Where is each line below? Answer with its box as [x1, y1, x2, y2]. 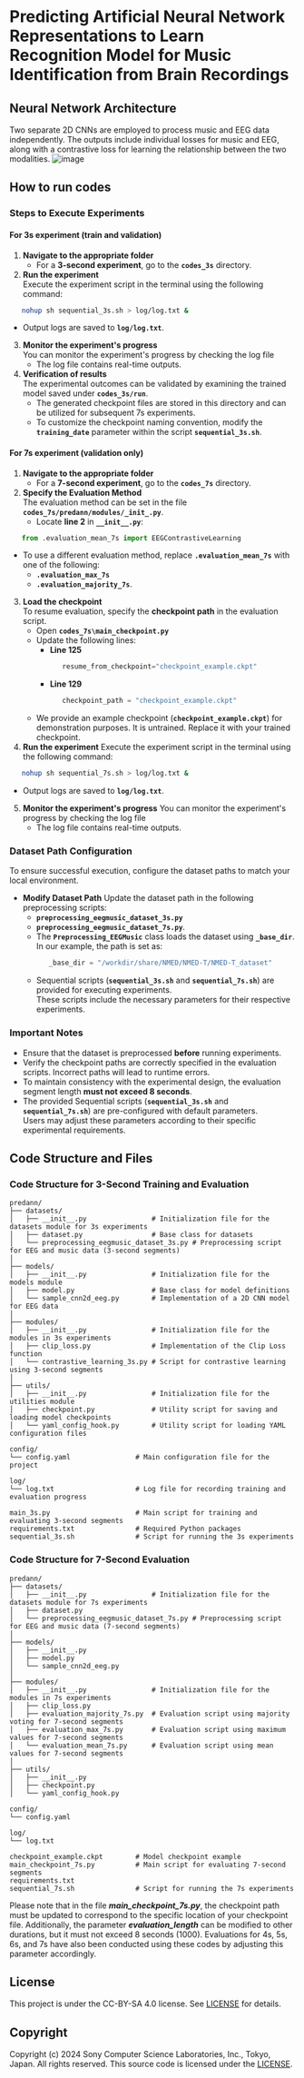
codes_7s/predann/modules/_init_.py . [22, 506, 164, 517]
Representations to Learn [9, 25, 204, 46]
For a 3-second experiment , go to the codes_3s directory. [35, 259, 252, 270]
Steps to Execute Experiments [9, 207, 145, 220]
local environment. [9, 875, 79, 886]
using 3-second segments [9, 1365, 103, 1375]
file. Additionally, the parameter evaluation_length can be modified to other [9, 1919, 293, 1930]
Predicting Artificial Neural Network [9, 6, 286, 27]
